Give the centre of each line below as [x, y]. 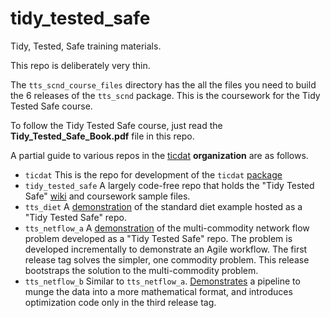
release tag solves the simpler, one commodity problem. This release [167, 259]
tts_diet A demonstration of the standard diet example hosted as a [163, 206]
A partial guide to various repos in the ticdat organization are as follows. [159, 155]
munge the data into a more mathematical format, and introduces [158, 291]
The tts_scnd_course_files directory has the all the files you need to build [163, 84]
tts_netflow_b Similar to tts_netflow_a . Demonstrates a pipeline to [162, 281]
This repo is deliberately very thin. [80, 65]
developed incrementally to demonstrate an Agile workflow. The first [166, 249]
